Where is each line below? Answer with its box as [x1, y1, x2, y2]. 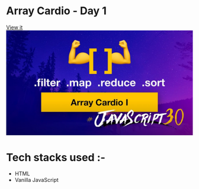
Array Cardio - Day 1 [6, 4, 107, 18]
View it [6, 24, 23, 31]
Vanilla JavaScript [14, 177, 59, 184]
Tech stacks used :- [6, 150, 105, 164]
